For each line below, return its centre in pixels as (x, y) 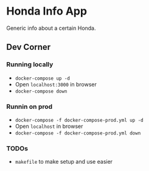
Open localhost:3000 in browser (56, 84)
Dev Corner (29, 47)
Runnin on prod (29, 106)
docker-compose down (41, 91)
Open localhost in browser (49, 126)
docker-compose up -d (42, 78)
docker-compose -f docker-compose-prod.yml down (78, 133)
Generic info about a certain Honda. (51, 28)
